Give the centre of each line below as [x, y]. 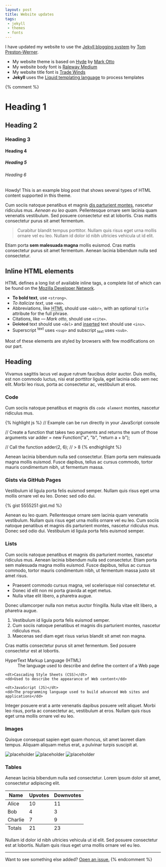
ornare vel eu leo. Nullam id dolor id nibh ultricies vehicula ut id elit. [85, 235]
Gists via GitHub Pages [33, 480]
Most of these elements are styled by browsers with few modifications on [80, 341]
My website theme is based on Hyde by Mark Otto [63, 62]
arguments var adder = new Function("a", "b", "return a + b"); [67, 438]
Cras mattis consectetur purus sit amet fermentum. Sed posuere [71, 645]
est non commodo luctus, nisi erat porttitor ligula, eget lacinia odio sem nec [82, 379]
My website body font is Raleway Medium [55, 67]
